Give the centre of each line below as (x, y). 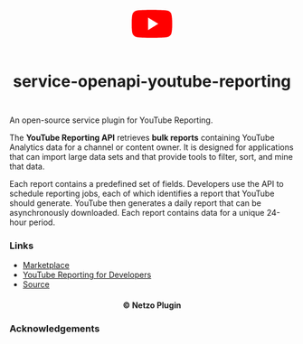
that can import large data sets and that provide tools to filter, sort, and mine (151, 156)
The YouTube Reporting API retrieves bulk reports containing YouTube (142, 137)
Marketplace (46, 265)
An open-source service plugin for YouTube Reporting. (111, 120)
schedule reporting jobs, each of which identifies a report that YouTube (142, 193)
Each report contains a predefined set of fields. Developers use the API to (147, 183)
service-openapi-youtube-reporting (152, 82)
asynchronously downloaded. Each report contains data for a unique (137, 212)
